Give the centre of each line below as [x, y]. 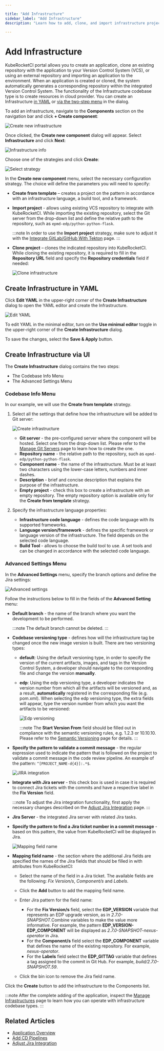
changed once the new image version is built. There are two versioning [83, 642]
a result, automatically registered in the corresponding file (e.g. [83, 693]
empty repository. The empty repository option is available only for [86, 495]
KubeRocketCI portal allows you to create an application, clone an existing [80, 65]
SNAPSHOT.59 [42, 967]
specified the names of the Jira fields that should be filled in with [77, 861]
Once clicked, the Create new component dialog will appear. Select [73, 135]
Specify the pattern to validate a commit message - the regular [77, 747]
